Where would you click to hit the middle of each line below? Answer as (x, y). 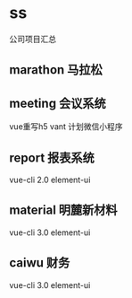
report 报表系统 (52, 158)
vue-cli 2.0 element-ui (50, 180)
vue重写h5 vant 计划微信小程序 (66, 127)
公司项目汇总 (33, 39)
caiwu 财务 (40, 263)
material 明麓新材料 (63, 210)
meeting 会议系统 (58, 103)
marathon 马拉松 (56, 70)
